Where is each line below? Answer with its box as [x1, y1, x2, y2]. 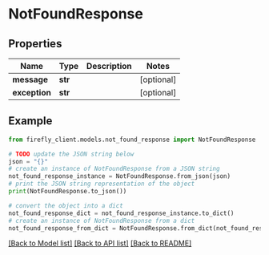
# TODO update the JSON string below [8, 150, 134, 158]
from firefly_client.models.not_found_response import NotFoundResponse [8, 136, 256, 144]
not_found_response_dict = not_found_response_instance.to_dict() [8, 209, 235, 217]
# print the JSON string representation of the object [8, 180, 195, 188]
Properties [8, 37, 62, 51]
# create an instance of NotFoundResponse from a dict [8, 217, 195, 225]
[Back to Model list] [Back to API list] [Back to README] [8, 238, 192, 249]
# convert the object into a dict [8, 201, 124, 209]
